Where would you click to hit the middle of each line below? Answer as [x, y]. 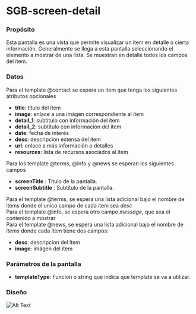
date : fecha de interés [42, 133]
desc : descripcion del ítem [47, 242]
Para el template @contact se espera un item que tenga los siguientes [92, 90]
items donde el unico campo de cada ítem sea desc [69, 205]
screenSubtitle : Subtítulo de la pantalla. [64, 187]
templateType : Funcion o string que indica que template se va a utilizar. [102, 277]
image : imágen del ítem [44, 249]
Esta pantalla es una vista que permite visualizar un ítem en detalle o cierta [97, 42]
